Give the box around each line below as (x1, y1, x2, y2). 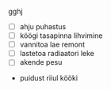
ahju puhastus (19, 22, 67, 31)
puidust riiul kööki (19, 73, 78, 83)
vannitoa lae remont (19, 39, 86, 50)
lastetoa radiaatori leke (19, 49, 95, 58)
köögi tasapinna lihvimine (19, 31, 103, 40)
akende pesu (19, 58, 63, 67)
